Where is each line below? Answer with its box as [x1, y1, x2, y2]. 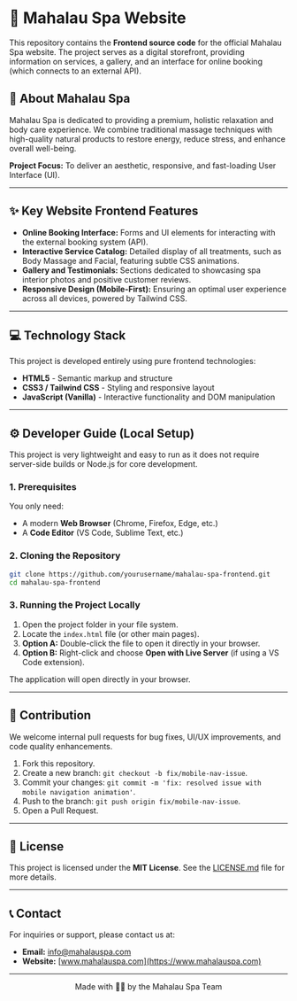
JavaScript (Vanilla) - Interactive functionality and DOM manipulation [21, 392, 276, 402]
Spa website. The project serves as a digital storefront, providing [9, 46, 245, 57]
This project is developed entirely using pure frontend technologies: [9, 356, 256, 367]
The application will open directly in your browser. [9, 673, 191, 685]
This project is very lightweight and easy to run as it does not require [9, 449, 260, 460]
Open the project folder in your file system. [21, 619, 179, 630]
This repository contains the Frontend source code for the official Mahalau [9, 37, 283, 48]
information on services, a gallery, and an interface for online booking [9, 56, 263, 66]
